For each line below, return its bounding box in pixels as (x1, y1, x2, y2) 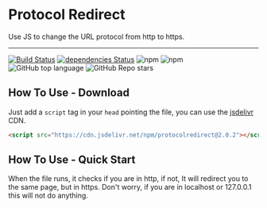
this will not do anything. (8, 191, 89, 200)
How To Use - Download (8, 86, 130, 100)
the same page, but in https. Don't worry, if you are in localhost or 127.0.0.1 (8, 183, 252, 192)
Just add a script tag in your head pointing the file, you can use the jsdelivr (8, 107, 254, 117)
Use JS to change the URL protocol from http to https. (8, 32, 185, 41)
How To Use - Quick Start (8, 153, 136, 167)
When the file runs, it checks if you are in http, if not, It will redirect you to (8, 174, 249, 183)
